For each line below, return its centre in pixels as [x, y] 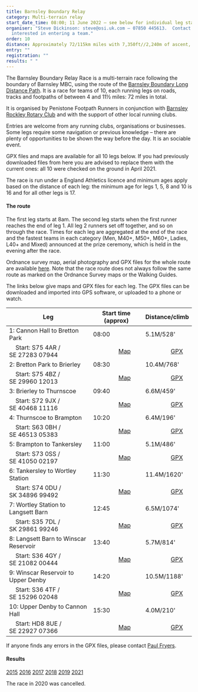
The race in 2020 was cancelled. [46, 683]
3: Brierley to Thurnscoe [43, 391]
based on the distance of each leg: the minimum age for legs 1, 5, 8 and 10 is [99, 186]
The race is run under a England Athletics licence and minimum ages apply [97, 180]
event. [14, 145]
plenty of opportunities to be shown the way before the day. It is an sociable [98, 138]
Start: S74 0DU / [39, 488]
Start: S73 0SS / [38, 453]
